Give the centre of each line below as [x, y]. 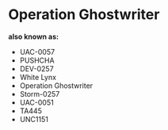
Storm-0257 [40, 94]
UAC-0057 [37, 52]
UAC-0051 [36, 102]
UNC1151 [34, 119]
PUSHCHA [37, 60]
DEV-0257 [36, 68]
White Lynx [38, 77]
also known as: [34, 36]
